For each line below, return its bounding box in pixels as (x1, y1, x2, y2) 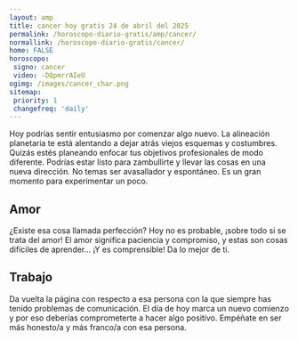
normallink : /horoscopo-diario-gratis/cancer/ (9, 37, 185, 47)
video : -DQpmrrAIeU (12, 71, 86, 80)
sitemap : (9, 87, 42, 96)
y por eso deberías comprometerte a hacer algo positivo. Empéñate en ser (9, 313, 282, 323)
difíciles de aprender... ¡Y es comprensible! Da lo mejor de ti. (9, 244, 230, 255)
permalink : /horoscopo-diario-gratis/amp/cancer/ (9, 29, 197, 38)
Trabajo (9, 270, 53, 285)
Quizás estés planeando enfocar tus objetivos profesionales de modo (9, 148, 264, 158)
